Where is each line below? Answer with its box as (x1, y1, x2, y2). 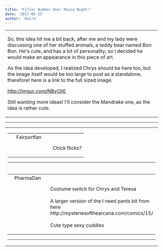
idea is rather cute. (7, 105, 50, 111)
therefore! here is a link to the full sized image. (7, 77, 113, 84)
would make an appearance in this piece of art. (7, 54, 114, 61)
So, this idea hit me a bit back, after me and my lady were (7, 36, 138, 43)
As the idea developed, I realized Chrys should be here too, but (7, 65, 151, 72)
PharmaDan (14, 175, 41, 182)
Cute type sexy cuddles (50, 222, 104, 229)
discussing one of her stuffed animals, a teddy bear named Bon (7, 42, 152, 48)
